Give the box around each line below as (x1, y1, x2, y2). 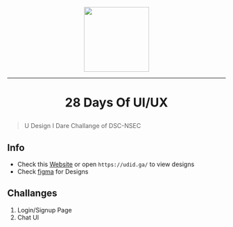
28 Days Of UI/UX (64, 95, 169, 111)
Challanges (7, 188, 58, 199)
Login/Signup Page (17, 206, 72, 214)
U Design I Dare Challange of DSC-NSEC (24, 122, 141, 130)
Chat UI (17, 213, 40, 221)
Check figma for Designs (17, 167, 89, 176)
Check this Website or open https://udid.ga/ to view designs (17, 160, 195, 168)
